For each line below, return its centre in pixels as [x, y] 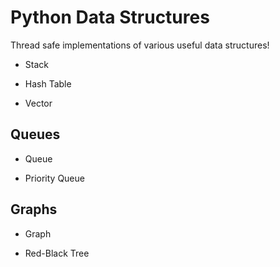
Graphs [34, 209]
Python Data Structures [110, 17]
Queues [35, 134]
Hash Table [48, 83]
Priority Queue [54, 178]
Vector [38, 103]
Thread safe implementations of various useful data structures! [140, 45]
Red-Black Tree [57, 253]
